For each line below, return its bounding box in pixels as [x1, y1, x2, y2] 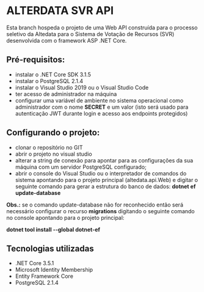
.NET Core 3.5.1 [15, 260, 54, 267]
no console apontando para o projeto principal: [6, 214, 125, 221]
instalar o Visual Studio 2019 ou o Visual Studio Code [15, 84, 149, 91]
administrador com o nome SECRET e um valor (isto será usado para [15, 103, 189, 111]
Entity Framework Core [15, 272, 73, 280]
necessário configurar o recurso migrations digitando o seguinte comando [6, 207, 195, 214]
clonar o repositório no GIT [15, 144, 84, 151]
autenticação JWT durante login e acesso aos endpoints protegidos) [15, 109, 188, 117]
